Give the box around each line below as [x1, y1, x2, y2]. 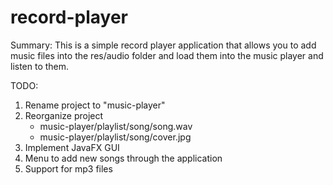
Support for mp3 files [24, 162, 113, 175]
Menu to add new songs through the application [24, 152, 223, 164]
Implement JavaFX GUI [24, 141, 120, 153]
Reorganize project [24, 109, 104, 121]
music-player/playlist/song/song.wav [39, 120, 193, 132]
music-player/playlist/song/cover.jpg [39, 131, 192, 143]
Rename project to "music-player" [24, 99, 166, 111]
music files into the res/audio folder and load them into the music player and [10, 49, 324, 61]
